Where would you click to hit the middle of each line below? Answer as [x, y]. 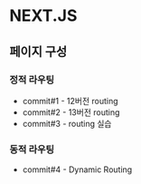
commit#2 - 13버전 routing [71, 112]
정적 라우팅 [32, 80]
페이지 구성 [38, 51]
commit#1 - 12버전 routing [70, 101]
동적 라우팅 [32, 149]
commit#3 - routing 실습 [67, 123]
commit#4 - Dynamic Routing [77, 169]
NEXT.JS [43, 16]
